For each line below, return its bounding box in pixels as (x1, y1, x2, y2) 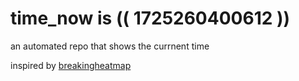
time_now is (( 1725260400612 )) (10, 7, 291, 30)
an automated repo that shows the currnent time (10, 40, 210, 52)
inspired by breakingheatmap (10, 59, 132, 71)
